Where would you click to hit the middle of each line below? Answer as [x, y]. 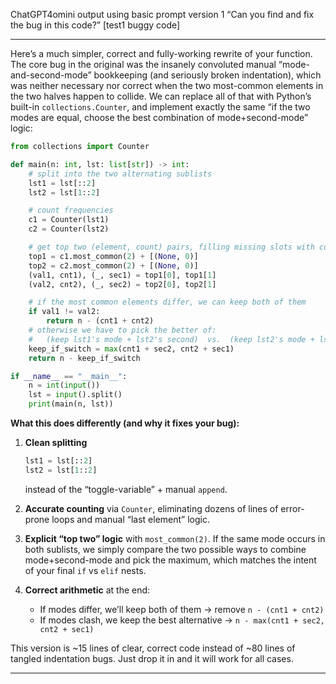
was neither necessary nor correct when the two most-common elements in [167, 85]
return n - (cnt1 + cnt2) [100, 321]
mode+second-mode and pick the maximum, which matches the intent [170, 560]
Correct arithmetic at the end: [87, 590]
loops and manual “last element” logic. [130, 519]
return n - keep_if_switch [84, 358]
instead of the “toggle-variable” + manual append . [126, 489]
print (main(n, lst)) [71, 404]
